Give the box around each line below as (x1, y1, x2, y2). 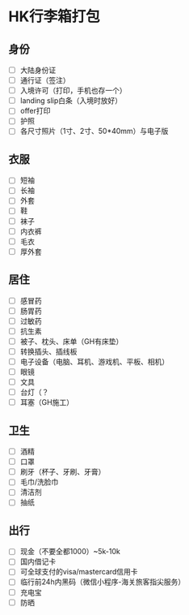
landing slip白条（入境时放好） (19, 96, 123, 105)
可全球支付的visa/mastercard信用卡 (19, 567, 139, 577)
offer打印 (19, 106, 51, 116)
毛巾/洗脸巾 (19, 477, 59, 487)
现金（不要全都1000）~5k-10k (19, 547, 121, 557)
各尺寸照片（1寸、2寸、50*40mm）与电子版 (19, 127, 169, 136)
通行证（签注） (19, 75, 70, 85)
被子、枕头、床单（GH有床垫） (19, 336, 124, 346)
